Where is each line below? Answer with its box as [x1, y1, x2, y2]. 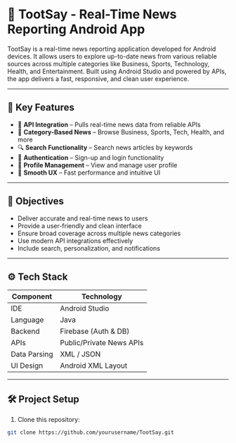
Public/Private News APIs [59, 338, 144, 348]
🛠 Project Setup [7, 393, 79, 405]
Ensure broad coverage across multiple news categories [17, 229, 181, 237]
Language [11, 315, 44, 325]
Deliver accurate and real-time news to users [17, 214, 148, 223]
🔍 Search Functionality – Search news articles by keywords [17, 143, 193, 151]
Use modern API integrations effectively [17, 236, 133, 245]
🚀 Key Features [7, 101, 75, 113]
